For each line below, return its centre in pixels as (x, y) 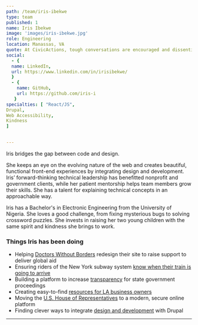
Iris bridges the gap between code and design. (63, 153)
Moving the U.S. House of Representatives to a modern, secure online (99, 298)
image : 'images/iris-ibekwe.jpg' (47, 33)
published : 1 (22, 22)
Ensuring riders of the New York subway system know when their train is (103, 267)
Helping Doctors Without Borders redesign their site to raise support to (100, 254)
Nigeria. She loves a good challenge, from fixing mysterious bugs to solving (98, 214)
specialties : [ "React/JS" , (41, 104)
